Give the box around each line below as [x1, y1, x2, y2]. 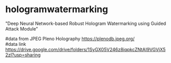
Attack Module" [5, 25, 38, 31]
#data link [5, 41, 27, 47]
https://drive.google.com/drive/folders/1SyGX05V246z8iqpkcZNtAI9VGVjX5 [5, 46, 166, 52]
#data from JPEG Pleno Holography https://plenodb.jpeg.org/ [5, 36, 135, 42]
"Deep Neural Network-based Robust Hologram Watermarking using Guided [5, 20, 166, 26]
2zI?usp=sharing [5, 52, 41, 58]
